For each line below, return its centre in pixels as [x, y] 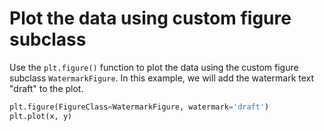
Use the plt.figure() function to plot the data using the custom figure [154, 67]
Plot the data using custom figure [150, 18]
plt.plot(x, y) [41, 116]
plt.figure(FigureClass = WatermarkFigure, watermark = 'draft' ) [139, 107]
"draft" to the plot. [46, 88]
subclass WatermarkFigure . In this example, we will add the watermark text [162, 78]
